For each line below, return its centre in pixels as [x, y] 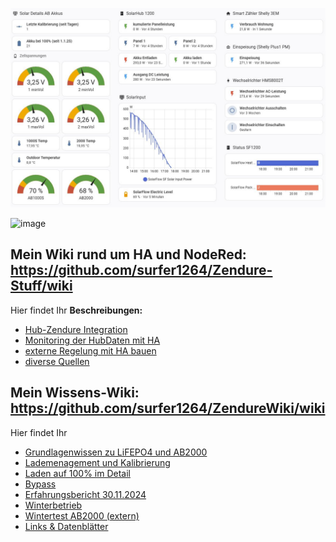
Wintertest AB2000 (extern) [82, 515]
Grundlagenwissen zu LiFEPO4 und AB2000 [116, 452]
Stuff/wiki [41, 286]
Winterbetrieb [53, 505]
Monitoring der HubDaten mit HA [92, 340]
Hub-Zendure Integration [76, 329]
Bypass [40, 484]
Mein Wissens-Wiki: [75, 393]
